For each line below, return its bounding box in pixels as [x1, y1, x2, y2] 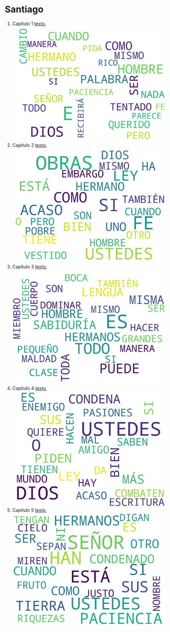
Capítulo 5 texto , [12, 507, 47, 513]
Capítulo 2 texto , [12, 142, 47, 148]
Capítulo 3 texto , [12, 264, 47, 270]
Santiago [5, 4, 44, 15]
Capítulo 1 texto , [12, 20, 46, 27]
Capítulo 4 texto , [12, 385, 47, 391]
